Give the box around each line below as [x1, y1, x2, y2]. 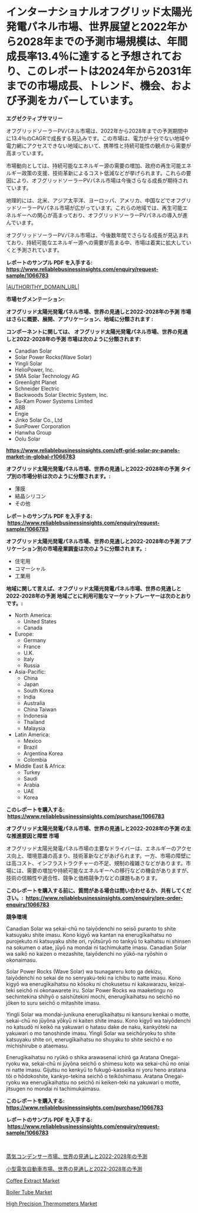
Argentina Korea [23, 749, 63, 757]
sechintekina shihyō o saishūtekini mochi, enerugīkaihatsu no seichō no [6, 993, 180, 1000]
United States [23, 617, 57, 625]
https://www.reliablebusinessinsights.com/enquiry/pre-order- [25, 894, 183, 901]
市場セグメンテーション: [6, 295, 65, 302]
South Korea [23, 687, 54, 694]
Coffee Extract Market [6, 1177, 60, 1184]
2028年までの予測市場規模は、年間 [16, 35, 188, 48]
